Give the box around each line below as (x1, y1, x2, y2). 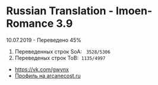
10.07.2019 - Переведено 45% (6, 36, 82, 43)
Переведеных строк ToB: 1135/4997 (14, 54, 106, 61)
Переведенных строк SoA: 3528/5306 (14, 48, 111, 55)
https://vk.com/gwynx (14, 65, 69, 73)
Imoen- (115, 4, 153, 18)
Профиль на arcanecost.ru (14, 72, 81, 79)
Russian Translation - (6, 4, 114, 18)
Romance (6, 17, 54, 30)
